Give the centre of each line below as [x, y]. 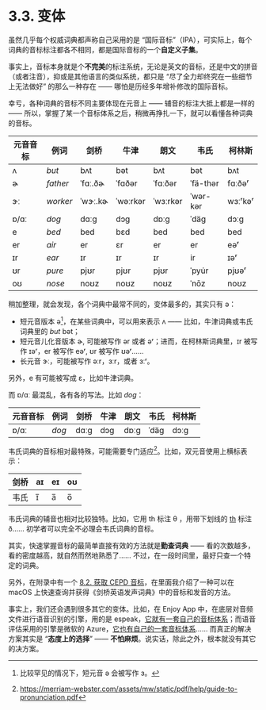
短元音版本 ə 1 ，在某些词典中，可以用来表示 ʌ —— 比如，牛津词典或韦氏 [136, 320]
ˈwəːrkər [131, 201]
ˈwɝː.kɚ [94, 201]
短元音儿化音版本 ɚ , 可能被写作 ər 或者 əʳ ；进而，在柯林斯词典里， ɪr [131, 341]
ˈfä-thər [204, 183]
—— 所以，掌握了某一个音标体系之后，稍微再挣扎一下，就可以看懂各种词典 [131, 113]
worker [59, 201]
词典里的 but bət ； [50, 331]
